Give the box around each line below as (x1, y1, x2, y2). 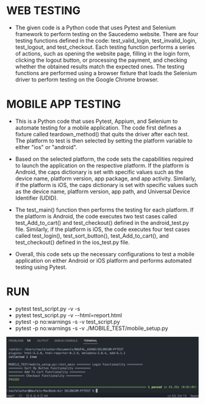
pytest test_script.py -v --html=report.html (15, 311, 122, 318)
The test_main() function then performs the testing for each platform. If (15, 206, 194, 213)
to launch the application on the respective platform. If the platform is (15, 161, 189, 169)
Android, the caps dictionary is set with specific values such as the (15, 168, 184, 175)
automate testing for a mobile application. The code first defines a (15, 123, 182, 131)
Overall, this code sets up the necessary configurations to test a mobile (15, 250, 195, 257)
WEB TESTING (6, 4, 81, 18)
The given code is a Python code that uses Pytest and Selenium (15, 24, 176, 31)
